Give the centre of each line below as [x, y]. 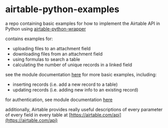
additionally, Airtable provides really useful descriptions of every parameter [84, 109]
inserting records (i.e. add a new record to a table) [65, 84]
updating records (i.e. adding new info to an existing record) [75, 89]
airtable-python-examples [62, 9]
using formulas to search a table [46, 59]
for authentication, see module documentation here [59, 100]
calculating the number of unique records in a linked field [72, 65]
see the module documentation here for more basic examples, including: [81, 74]
